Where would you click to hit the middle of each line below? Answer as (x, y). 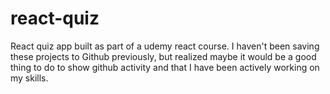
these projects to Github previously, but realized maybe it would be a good (163, 56)
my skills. (29, 78)
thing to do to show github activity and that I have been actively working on (165, 67)
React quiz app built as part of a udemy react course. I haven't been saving (165, 46)
